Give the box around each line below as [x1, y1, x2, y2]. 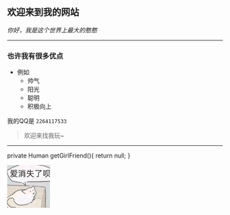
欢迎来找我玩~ [23, 131, 65, 140]
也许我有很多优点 [7, 51, 64, 60]
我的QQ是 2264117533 [7, 117, 67, 125]
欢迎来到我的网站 [7, 6, 79, 18]
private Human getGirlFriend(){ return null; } [7, 151, 131, 160]
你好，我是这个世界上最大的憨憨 [7, 26, 97, 34]
